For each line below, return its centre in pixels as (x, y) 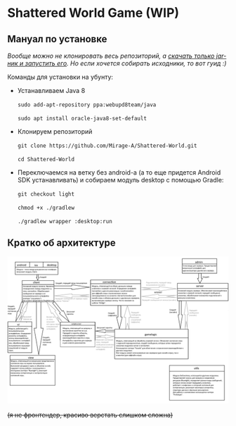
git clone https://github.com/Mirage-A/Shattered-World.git (107, 146)
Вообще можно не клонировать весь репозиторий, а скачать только (111, 56)
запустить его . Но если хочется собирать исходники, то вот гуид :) (126, 63)
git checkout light (46, 194)
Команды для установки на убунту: (60, 77)
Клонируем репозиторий (55, 131)
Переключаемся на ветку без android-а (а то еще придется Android (119, 173)
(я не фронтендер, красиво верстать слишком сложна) (90, 415)
